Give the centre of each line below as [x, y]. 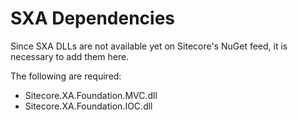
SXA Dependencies [93, 18]
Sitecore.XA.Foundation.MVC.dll [91, 95]
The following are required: [66, 76]
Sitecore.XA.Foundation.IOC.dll [88, 106]
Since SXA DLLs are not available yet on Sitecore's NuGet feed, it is [149, 46]
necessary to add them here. [70, 56]
